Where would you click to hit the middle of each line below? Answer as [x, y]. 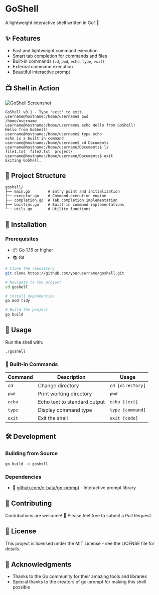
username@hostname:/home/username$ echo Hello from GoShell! [70, 125]
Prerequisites [22, 239]
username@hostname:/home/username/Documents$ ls [57, 147]
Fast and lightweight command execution [55, 50]
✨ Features [23, 38]
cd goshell [17, 287]
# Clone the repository [30, 269]
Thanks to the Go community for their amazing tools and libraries [79, 576]
